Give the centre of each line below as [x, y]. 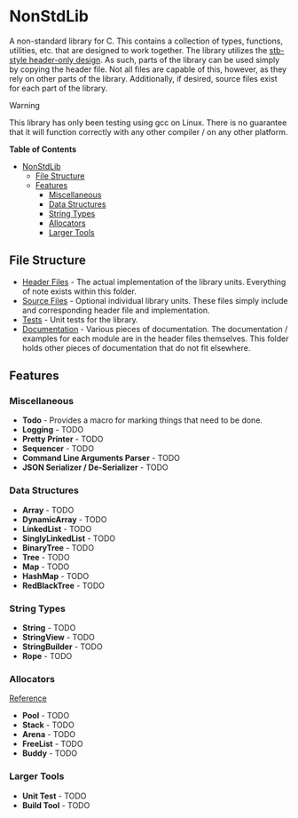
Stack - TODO [48, 725]
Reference [28, 698]
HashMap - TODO [55, 576]
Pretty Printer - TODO [63, 439]
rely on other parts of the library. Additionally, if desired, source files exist [143, 78]
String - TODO [49, 628]
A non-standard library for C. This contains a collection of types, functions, [146, 41]
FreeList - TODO [52, 744]
